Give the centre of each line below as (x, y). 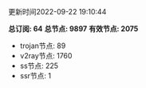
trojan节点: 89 (43, 46)
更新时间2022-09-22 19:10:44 (57, 12)
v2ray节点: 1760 (46, 56)
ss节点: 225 (39, 66)
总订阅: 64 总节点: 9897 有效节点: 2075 (73, 29)
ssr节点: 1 (36, 76)
